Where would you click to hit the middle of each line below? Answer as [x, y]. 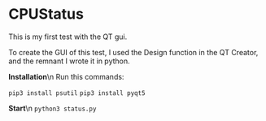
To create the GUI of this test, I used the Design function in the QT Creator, [133, 52]
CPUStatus [46, 14]
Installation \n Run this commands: [66, 76]
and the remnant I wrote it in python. [69, 61]
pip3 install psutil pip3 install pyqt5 [77, 93]
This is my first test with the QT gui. [68, 37]
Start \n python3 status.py [52, 108]
